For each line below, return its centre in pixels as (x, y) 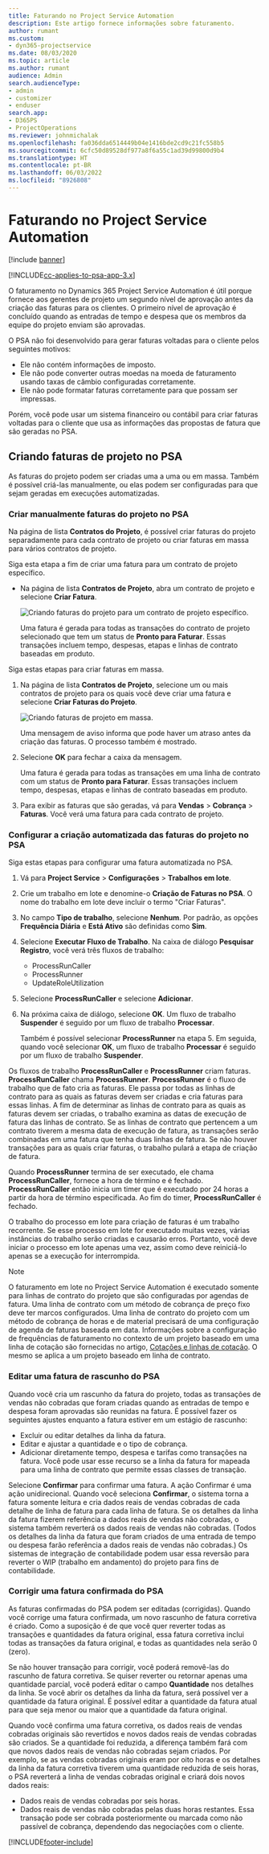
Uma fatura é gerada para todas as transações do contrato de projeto (135, 627)
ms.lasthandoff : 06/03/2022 (55, 173)
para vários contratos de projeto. (63, 549)
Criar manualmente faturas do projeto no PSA (99, 514)
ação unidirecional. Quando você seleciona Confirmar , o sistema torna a (128, 1494)
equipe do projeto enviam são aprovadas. (77, 325)
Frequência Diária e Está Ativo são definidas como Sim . (113, 927)
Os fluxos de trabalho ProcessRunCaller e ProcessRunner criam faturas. (130, 1071)
